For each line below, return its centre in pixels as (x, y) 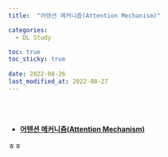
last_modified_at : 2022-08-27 (59, 81)
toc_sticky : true (37, 59)
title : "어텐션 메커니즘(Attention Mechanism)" (84, 16)
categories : (28, 30)
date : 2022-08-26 (37, 74)
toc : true (25, 52)
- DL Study (33, 37)
